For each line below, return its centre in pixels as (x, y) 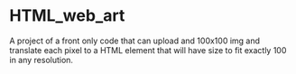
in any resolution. (42, 60)
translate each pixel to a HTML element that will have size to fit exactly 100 (148, 50)
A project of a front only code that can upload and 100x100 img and (134, 41)
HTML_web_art (67, 16)
